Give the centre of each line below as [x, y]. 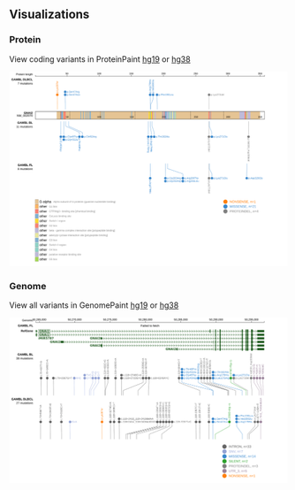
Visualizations [49, 15]
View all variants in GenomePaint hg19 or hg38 [94, 305]
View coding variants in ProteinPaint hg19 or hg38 [100, 59]
